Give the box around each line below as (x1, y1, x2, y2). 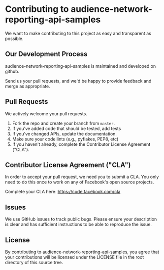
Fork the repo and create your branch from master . (12, 120, 115, 126)
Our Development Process (5, 50, 88, 58)
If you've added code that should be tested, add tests (12, 125, 121, 132)
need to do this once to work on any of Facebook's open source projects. (5, 179, 154, 185)
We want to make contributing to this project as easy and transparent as (5, 30, 152, 36)
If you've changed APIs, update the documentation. (12, 131, 117, 136)
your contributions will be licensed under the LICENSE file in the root (5, 254, 144, 260)
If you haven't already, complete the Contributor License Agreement (12, 141, 151, 147)
